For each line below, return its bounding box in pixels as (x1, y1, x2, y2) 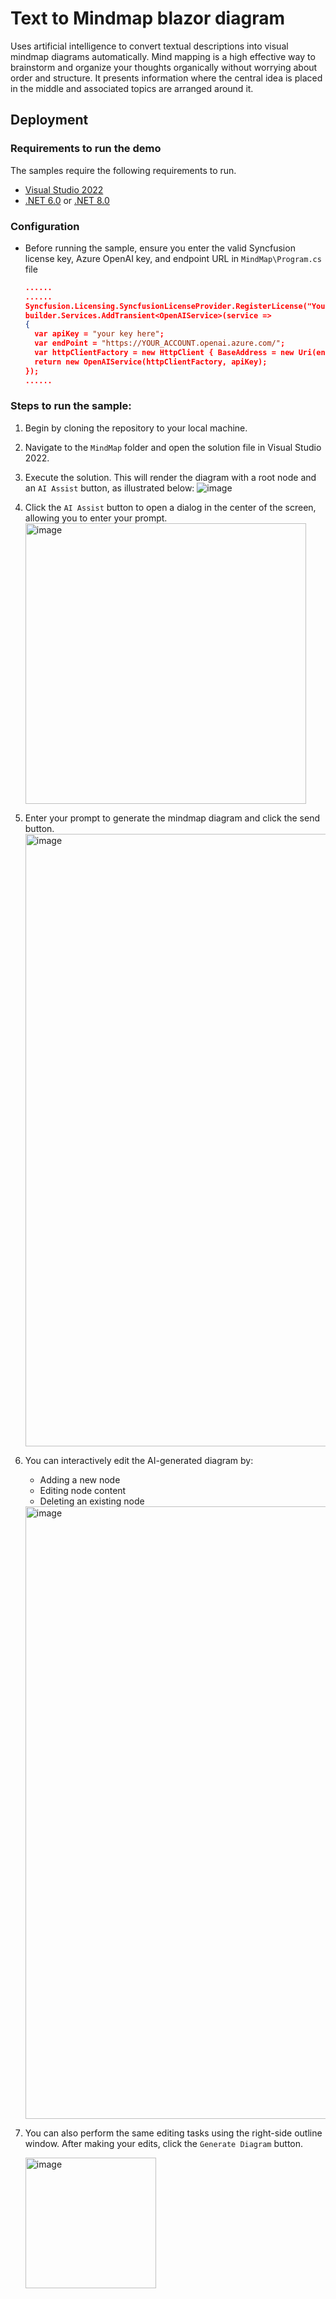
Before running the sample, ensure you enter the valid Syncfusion (24, 242, 296, 254)
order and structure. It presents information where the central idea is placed (10, 72, 323, 84)
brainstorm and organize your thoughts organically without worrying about (10, 61, 318, 73)
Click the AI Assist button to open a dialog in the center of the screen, (24, 501, 317, 513)
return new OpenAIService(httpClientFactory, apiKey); (34, 357, 268, 367)
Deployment (10, 112, 89, 129)
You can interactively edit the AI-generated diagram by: (24, 1454, 254, 1466)
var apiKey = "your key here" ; (34, 329, 165, 339)
